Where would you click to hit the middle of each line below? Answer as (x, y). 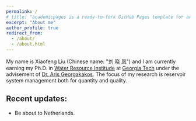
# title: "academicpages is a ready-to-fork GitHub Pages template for (95, 17)
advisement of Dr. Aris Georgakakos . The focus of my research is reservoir (96, 74)
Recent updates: (37, 99)
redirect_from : (24, 33)
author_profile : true (32, 28)
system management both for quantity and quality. (66, 80)
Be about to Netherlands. (45, 113)
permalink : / (22, 11)
